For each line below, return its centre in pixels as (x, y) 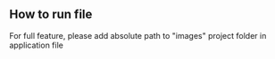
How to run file (51, 15)
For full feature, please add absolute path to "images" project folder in (138, 35)
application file (37, 45)
